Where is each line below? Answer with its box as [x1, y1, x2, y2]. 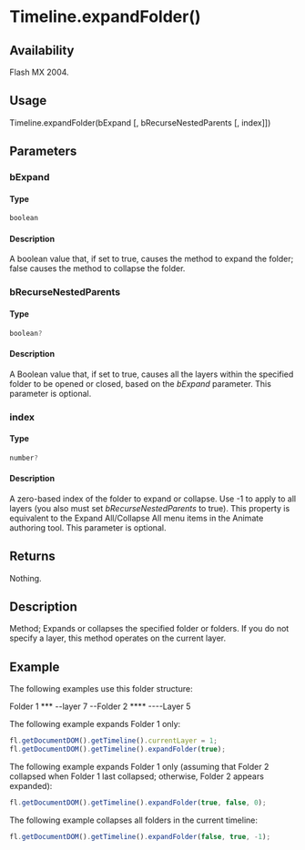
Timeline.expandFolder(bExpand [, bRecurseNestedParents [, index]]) [9, 116, 271, 128]
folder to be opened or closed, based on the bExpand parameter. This [9, 378, 271, 389]
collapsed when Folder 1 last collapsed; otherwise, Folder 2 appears [9, 771, 264, 782]
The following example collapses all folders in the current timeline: [9, 815, 258, 825]
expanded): [9, 781, 53, 791]
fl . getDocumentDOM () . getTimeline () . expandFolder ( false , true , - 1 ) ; [9, 832, 271, 841]
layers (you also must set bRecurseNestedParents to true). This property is [9, 502, 290, 513]
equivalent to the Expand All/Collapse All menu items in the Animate [9, 512, 264, 523]
